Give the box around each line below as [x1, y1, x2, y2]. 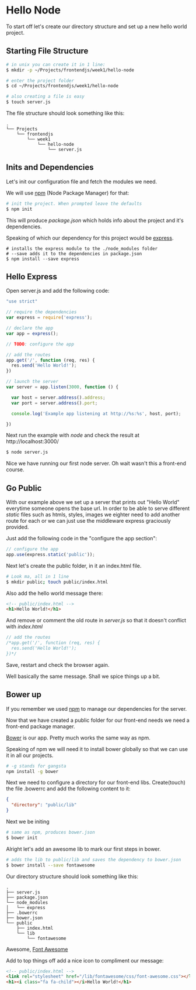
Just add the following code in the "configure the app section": [6, 535, 157, 542]
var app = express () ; [6, 330, 59, 337]
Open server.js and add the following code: [6, 287, 110, 294]
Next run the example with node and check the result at [6, 431, 140, 439]
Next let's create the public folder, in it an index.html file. [6, 562, 142, 569]
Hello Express [6, 272, 57, 282]
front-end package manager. [6, 722, 75, 729]
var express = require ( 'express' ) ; [6, 314, 93, 321]
